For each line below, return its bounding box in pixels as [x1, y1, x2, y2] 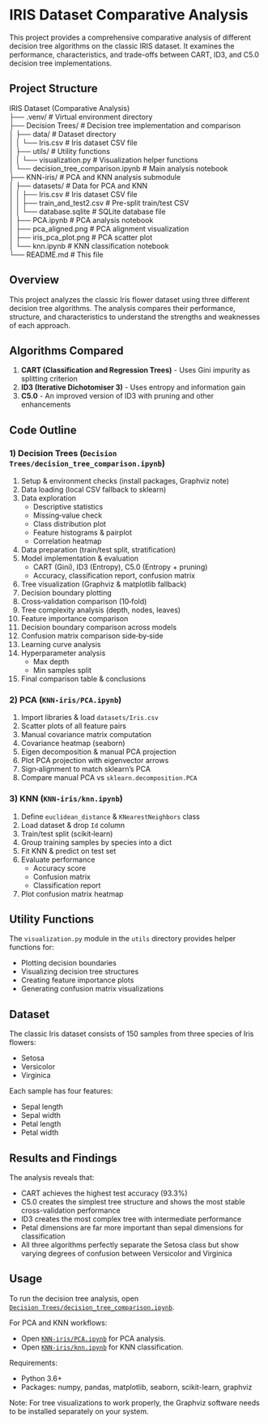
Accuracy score [32, 863, 87, 872]
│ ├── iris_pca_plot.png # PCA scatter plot [9, 232, 153, 242]
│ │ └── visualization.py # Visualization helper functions [9, 155, 198, 164]
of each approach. [9, 320, 71, 330]
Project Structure [9, 82, 98, 96]
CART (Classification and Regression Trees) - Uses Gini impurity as [20, 365, 250, 375]
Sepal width [20, 1111, 62, 1120]
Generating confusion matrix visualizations [20, 984, 164, 994]
